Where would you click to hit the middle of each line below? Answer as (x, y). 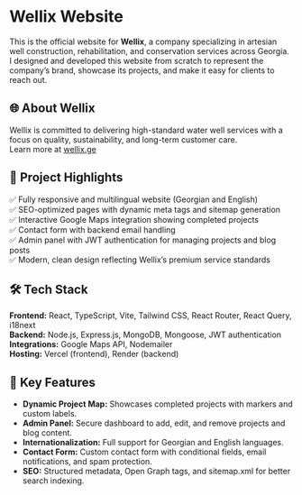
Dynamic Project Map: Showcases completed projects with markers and (157, 404)
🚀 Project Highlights (66, 178)
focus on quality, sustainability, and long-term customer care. (124, 139)
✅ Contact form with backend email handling (92, 229)
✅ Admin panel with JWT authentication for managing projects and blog (143, 240)
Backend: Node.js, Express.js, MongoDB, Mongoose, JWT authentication (146, 335)
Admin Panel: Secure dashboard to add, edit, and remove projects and (154, 423)
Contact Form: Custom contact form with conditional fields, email (144, 452)
